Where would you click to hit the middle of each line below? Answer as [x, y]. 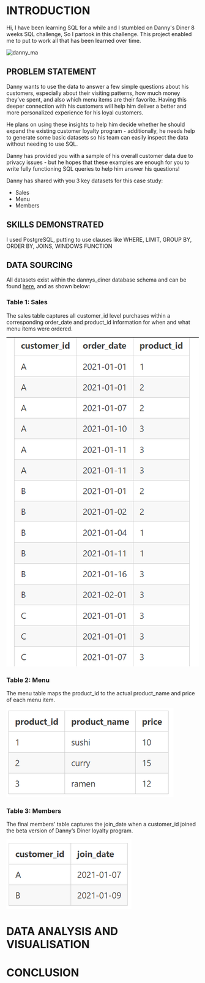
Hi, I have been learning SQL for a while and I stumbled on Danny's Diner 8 [100, 28]
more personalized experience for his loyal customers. [75, 112]
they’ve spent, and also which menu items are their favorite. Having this [96, 99]
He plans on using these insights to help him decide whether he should [96, 124]
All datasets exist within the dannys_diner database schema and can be [96, 280]
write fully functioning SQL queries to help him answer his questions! [93, 168]
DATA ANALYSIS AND [62, 932]
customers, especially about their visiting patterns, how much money [93, 93]
